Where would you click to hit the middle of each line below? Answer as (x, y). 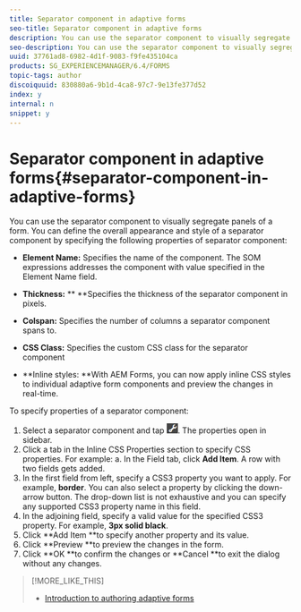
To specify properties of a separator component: (99, 411)
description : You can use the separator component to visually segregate (150, 38)
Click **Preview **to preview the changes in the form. (123, 545)
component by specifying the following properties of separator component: (148, 241)
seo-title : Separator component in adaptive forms (106, 28)
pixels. (34, 303)
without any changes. (62, 564)
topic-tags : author (46, 76)
